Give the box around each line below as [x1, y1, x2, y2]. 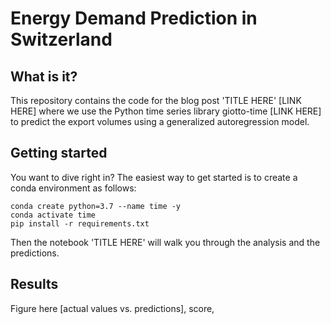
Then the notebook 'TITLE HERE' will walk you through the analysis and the [10, 236, 321, 248]
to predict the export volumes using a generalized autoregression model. [10, 116, 310, 127]
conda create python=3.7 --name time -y [10, 201, 182, 211]
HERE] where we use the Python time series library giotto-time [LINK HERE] [10, 105, 322, 117]
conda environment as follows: [10, 182, 137, 194]
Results [10, 276, 59, 293]
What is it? [10, 68, 78, 85]
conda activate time [10, 210, 97, 220]
